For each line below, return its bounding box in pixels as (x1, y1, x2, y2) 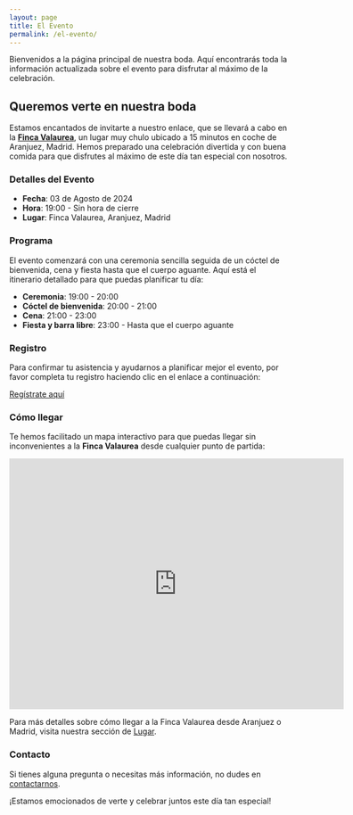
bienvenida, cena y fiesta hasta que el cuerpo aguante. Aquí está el (9, 264, 257, 275)
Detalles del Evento (9, 173, 95, 185)
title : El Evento (9, 21, 74, 30)
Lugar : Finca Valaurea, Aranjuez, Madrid (21, 212, 171, 223)
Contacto (9, 748, 51, 761)
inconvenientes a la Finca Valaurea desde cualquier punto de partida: (9, 440, 266, 451)
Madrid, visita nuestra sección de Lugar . (9, 726, 157, 737)
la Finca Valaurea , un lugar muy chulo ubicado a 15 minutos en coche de (9, 132, 277, 143)
